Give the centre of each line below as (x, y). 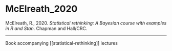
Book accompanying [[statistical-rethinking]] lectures (61, 43)
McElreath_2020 (41, 9)
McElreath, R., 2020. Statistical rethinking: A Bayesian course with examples (86, 23)
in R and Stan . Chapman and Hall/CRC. (46, 28)
